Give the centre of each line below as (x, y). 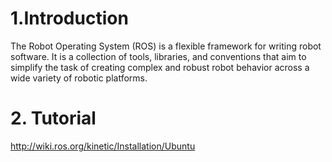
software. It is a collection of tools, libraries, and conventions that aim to (158, 56)
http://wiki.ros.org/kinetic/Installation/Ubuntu (103, 146)
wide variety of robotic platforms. (79, 78)
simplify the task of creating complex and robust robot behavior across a (160, 67)
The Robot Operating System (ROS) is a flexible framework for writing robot (166, 46)
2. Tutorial (53, 118)
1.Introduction (69, 18)
